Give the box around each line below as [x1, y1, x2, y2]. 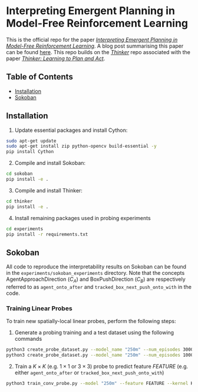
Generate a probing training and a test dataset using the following [14, 329, 174, 336]
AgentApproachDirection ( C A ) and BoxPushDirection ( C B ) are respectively [6, 275, 186, 284]
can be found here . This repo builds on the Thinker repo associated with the [6, 48, 190, 55]
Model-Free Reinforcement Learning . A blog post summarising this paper [6, 42, 184, 49]
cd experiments [6, 225, 44, 232]
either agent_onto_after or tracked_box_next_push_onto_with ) [14, 369, 164, 376]
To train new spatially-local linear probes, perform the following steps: [6, 318, 176, 325]
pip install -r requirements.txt [6, 231, 88, 237]
